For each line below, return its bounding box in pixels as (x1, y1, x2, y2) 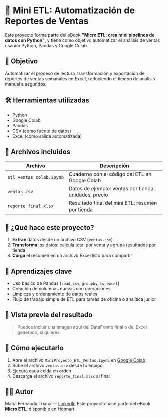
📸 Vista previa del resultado (5, 311, 93, 319)
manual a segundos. (5, 81, 47, 87)
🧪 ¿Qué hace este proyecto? (5, 223, 94, 232)
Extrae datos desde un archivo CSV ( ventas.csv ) (12, 237, 113, 243)
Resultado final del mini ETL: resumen (69, 200, 157, 207)
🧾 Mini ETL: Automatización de (5, 5, 135, 16)
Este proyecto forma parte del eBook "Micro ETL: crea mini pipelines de (5, 32, 155, 38)
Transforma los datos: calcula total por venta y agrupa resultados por (12, 242, 156, 248)
